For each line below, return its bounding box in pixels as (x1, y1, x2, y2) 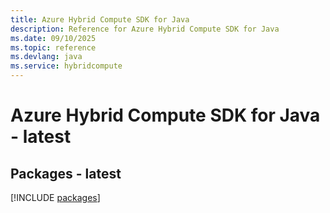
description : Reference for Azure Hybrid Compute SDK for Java (10, 24, 280, 34)
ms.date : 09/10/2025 (10, 33, 97, 43)
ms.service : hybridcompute (10, 61, 123, 71)
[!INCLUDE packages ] (10, 192, 101, 203)
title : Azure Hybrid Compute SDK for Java (10, 14, 190, 25)
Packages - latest (10, 165, 122, 182)
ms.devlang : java (10, 52, 83, 62)
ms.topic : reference (10, 42, 97, 53)
